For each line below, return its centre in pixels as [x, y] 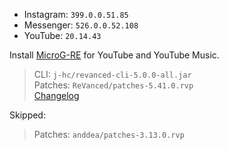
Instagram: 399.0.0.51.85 [76, 14]
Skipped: [27, 115]
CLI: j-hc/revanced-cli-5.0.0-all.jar [112, 74]
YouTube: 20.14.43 [62, 35]
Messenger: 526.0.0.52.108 [81, 25]
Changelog [56, 95]
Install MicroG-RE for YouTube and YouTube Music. [114, 55]
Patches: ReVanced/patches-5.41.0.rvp [113, 85]
